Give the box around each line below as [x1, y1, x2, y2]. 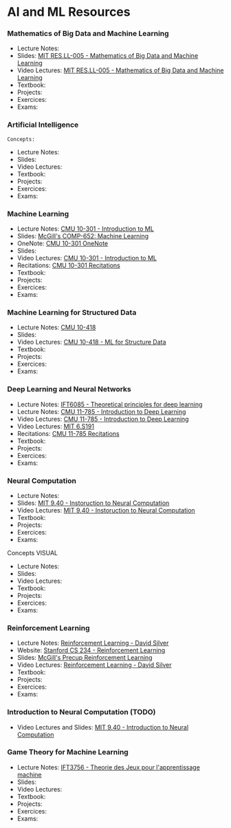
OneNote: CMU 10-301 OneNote [16, 239, 109, 248]
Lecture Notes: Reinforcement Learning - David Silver [16, 639, 169, 648]
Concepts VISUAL [7, 548, 58, 557]
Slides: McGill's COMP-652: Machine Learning [16, 232, 149, 240]
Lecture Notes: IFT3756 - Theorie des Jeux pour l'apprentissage [16, 763, 201, 772]
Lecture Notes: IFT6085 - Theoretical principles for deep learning [16, 400, 203, 408]
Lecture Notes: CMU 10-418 [16, 323, 96, 331]
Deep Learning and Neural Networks [7, 384, 132, 394]
